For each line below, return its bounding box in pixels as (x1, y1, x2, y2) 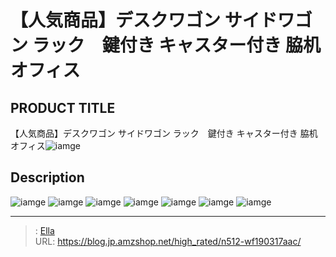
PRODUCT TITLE (10, 99, 116, 116)
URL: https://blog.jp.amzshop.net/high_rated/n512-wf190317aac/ (34, 235, 302, 247)
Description (10, 169, 85, 186)
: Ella (34, 224, 55, 236)
